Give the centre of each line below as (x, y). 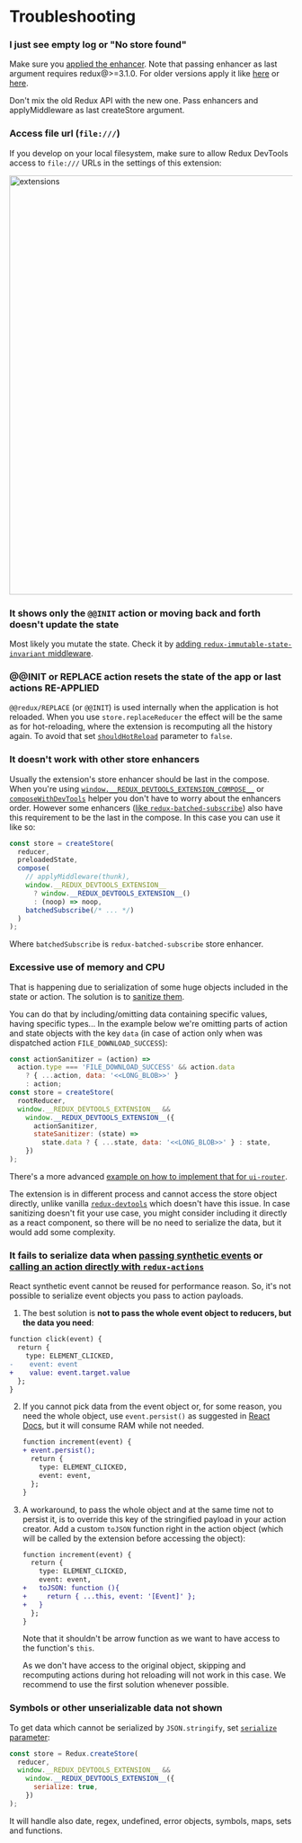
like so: (22, 827)
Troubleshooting (73, 17)
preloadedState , (48, 860)
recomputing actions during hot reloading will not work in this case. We (154, 1675)
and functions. (36, 1830)
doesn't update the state (64, 624)
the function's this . (58, 1648)
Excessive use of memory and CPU (87, 967)
